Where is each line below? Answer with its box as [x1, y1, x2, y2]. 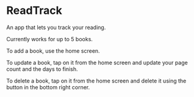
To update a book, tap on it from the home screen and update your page [6, 59, 188, 66]
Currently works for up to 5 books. [6, 35, 93, 42]
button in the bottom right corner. [6, 83, 90, 91]
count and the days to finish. [6, 65, 78, 73]
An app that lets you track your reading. [6, 24, 106, 31]
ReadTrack [6, 4, 63, 18]
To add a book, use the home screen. [6, 47, 100, 55]
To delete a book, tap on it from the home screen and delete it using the [6, 77, 187, 84]
